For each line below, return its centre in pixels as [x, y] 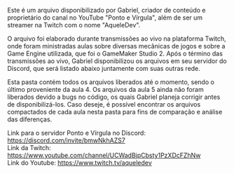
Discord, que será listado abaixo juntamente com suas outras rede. [104, 68]
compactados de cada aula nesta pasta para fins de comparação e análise [115, 112]
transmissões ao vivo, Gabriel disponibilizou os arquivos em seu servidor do [117, 61]
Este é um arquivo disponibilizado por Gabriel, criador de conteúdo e [106, 10]
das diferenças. [30, 119]
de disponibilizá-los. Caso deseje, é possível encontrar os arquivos [104, 104]
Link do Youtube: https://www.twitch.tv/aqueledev [80, 163]
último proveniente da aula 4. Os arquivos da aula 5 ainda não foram [106, 89]
